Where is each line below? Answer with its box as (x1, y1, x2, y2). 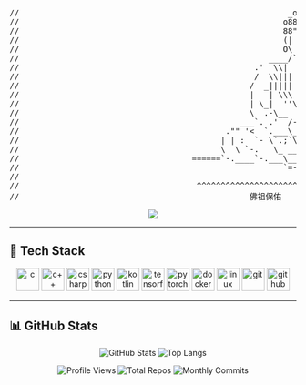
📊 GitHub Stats (9, 319, 98, 334)
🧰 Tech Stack (9, 243, 86, 258)
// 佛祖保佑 (9, 191, 282, 201)
